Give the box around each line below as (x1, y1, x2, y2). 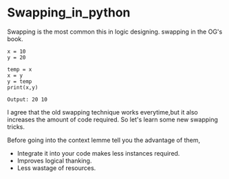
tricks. (7, 122, 25, 131)
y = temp (7, 77, 32, 85)
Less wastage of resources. (17, 163, 96, 172)
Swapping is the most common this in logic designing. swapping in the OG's (7, 27, 223, 36)
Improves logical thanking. (17, 156, 92, 165)
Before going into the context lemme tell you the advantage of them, (7, 136, 201, 144)
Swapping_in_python (7, 5, 131, 21)
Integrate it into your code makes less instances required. (17, 149, 180, 157)
